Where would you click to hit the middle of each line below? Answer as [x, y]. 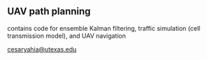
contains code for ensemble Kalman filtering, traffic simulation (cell [104, 28]
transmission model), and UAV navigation [67, 36]
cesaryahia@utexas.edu [42, 49]
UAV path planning [49, 12]
